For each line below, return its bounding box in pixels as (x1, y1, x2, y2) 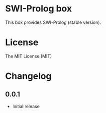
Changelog (5, 70, 52, 82)
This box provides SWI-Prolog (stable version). (5, 19, 101, 25)
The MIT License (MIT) (5, 53, 52, 59)
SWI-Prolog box (5, 3, 72, 14)
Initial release (12, 103, 40, 109)
